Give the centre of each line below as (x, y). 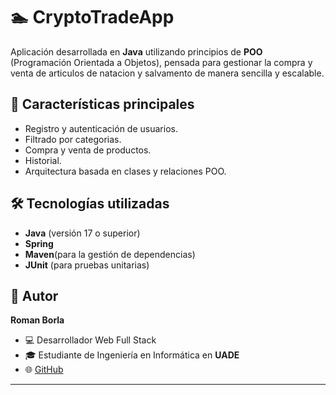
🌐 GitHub (44, 370)
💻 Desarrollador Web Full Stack (90, 340)
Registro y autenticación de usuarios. (101, 128)
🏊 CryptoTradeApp (92, 17)
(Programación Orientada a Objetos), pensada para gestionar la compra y (161, 62)
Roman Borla (37, 320)
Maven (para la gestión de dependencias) (110, 254)
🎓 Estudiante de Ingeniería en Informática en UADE (132, 355)
